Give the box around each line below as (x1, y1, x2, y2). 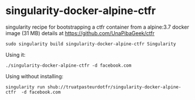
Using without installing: (5, 73, 64, 80)
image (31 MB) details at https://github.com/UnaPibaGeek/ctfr (5, 29, 155, 36)
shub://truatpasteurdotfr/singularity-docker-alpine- (47, 84, 182, 90)
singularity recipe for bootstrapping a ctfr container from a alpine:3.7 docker (5, 23, 190, 30)
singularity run (5, 84, 45, 90)
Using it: (5, 51, 26, 58)
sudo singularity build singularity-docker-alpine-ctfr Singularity (5, 41, 176, 47)
